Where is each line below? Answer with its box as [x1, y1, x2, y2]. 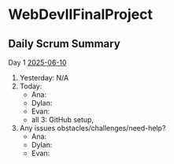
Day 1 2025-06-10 [8, 58, 67, 67]
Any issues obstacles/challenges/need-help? [19, 124, 166, 132]
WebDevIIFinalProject [8, 6, 154, 24]
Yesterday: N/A [19, 73, 69, 82]
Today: [19, 81, 43, 91]
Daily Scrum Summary [8, 37, 120, 50]
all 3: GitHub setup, [31, 115, 94, 124]
